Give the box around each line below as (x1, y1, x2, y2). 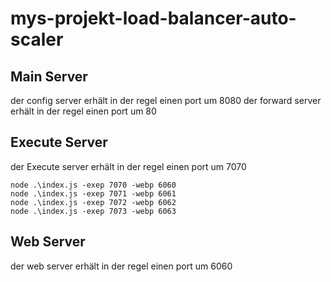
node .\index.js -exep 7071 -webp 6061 (10, 188, 177, 199)
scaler (10, 28, 64, 51)
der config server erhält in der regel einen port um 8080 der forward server (10, 95, 322, 106)
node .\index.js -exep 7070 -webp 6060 (10, 180, 177, 190)
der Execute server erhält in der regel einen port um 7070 (10, 160, 247, 172)
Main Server (10, 68, 88, 85)
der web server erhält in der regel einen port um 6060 (10, 260, 233, 272)
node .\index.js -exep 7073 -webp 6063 (10, 206, 177, 216)
